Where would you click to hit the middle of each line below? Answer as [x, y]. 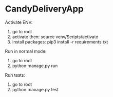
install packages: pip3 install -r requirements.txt [60, 42]
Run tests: [15, 75]
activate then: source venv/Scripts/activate [55, 37]
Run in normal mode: [26, 51]
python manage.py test [35, 89]
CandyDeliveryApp [44, 9]
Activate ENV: [19, 22]
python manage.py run [35, 66]
